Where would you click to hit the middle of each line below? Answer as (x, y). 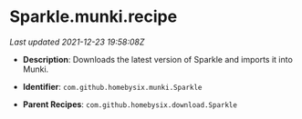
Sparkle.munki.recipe (94, 17)
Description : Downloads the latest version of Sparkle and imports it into (158, 59)
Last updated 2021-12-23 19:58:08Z (77, 42)
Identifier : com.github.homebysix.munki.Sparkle (112, 86)
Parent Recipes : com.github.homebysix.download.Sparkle (130, 104)
